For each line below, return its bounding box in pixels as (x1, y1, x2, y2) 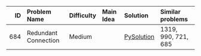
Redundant (26, 29, 58, 37)
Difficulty (69, 11, 97, 20)
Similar (160, 8, 181, 15)
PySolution (124, 33, 154, 41)
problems (160, 15, 188, 23)
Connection (26, 36, 60, 44)
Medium (69, 33, 93, 41)
